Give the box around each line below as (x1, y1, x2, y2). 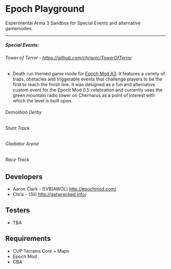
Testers (5, 206, 30, 214)
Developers (5, 172, 43, 181)
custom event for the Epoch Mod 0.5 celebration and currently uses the (12, 87, 163, 93)
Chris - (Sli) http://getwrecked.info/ (12, 191, 87, 197)
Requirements (5, 234, 51, 243)
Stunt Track (5, 125, 30, 131)
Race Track (5, 156, 30, 163)
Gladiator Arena (5, 141, 39, 147)
